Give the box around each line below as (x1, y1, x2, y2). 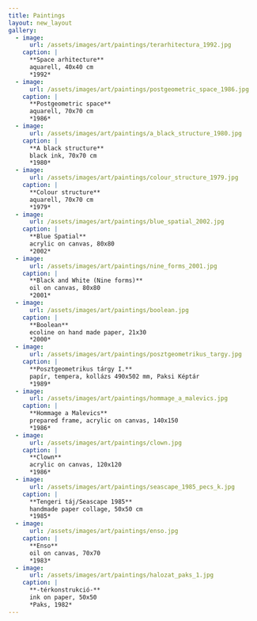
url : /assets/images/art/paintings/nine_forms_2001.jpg (28, 262, 217, 270)
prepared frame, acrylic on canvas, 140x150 (28, 417, 179, 425)
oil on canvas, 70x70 (28, 549, 101, 557)
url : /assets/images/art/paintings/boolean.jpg (28, 306, 190, 314)
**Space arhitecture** (28, 56, 104, 64)
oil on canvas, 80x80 (28, 284, 101, 292)
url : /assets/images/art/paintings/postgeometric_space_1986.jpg (28, 85, 249, 93)
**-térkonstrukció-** (28, 586, 101, 594)
